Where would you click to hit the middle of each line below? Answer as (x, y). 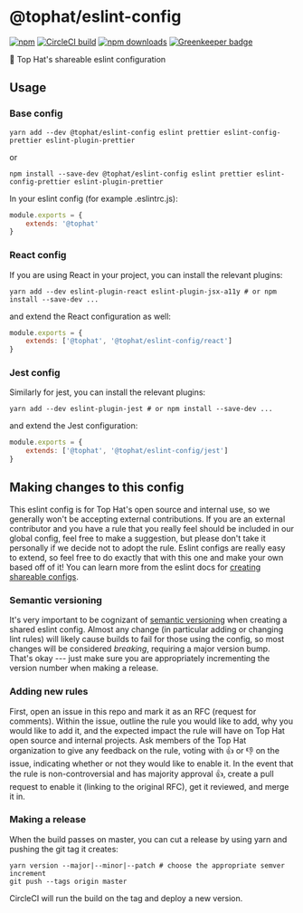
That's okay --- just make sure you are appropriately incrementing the (140, 658)
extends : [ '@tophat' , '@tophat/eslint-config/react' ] (129, 341)
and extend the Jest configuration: (74, 426)
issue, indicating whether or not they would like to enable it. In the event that (151, 764)
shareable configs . (44, 576)
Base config (36, 113)
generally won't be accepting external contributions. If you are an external (147, 519)
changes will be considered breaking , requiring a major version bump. (140, 649)
